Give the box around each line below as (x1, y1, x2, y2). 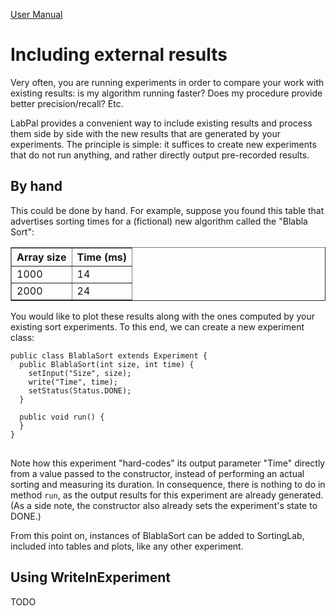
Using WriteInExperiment (10, 569, 171, 586)
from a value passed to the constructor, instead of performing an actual (10, 467, 305, 479)
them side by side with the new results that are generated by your (10, 127, 281, 139)
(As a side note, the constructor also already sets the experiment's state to (10, 499, 318, 511)
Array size (16, 250, 67, 264)
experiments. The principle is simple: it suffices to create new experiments (10, 138, 317, 150)
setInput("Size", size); (28, 368, 132, 378)
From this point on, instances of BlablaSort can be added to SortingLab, (10, 529, 305, 541)
